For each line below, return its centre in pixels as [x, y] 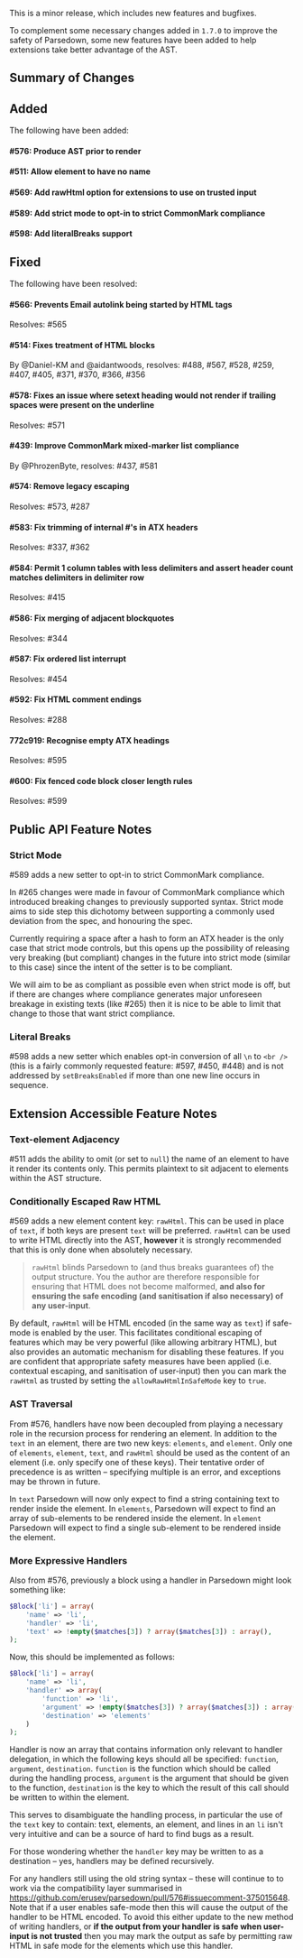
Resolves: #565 [38, 325]
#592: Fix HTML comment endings [76, 699]
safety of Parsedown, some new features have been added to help [133, 40]
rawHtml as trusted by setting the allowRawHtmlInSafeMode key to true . [138, 1381]
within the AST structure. [55, 1178]
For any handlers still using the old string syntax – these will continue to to [147, 1879]
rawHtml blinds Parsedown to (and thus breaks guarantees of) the [153, 1268]
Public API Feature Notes [81, 829]
